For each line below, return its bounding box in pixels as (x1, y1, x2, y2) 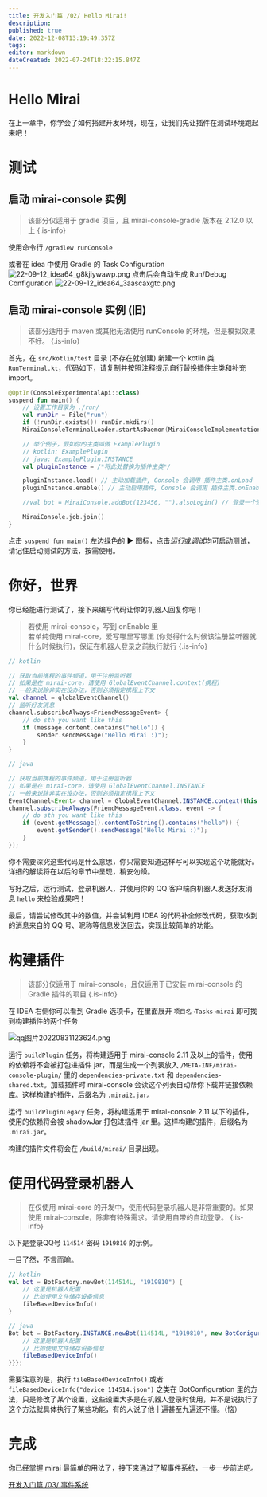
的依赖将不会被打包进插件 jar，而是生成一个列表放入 (8, 1059, 179, 1069)
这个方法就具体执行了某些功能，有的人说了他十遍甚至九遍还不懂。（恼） (8, 1405, 242, 1414)
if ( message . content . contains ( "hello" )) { (22, 723, 165, 732)
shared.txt (8, 1081, 44, 1089)
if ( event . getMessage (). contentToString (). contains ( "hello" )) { (22, 819, 240, 827)
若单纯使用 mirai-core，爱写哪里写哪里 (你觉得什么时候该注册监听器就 (27, 631, 257, 641)
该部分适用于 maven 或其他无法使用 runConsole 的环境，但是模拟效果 (27, 326, 256, 336)
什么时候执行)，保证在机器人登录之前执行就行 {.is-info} (27, 641, 208, 650)
